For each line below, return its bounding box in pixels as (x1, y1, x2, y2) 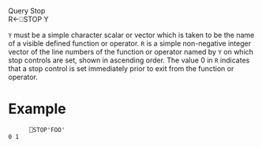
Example (8, 100, 66, 118)
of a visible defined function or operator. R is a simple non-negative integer (8, 39, 251, 48)
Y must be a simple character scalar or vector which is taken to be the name (8, 30, 255, 40)
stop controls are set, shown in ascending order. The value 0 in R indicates (8, 55, 250, 65)
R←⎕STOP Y (8, 14, 49, 24)
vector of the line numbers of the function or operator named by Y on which (8, 47, 254, 56)
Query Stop (8, 6, 46, 15)
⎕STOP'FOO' (28, 126, 65, 134)
